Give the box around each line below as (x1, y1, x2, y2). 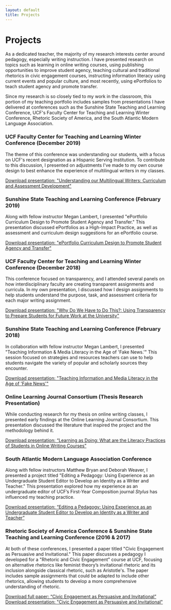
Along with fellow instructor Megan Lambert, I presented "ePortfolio (5, 214, 148, 220)
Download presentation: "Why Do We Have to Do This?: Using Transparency (5, 307, 166, 314)
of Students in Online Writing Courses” (5, 442, 87, 449)
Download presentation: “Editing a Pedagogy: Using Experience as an (5, 504, 152, 510)
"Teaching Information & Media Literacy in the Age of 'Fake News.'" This (5, 349, 157, 355)
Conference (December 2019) (5, 140, 81, 147)
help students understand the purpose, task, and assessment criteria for (5, 292, 157, 298)
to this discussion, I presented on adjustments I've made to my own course (5, 162, 163, 168)
